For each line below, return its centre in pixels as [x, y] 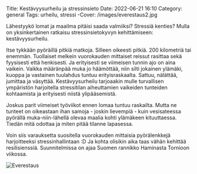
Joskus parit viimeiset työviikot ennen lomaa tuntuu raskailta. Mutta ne [91, 105]
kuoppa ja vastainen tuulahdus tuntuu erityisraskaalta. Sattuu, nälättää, [92, 75]
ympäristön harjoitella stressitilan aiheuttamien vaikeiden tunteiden [87, 87]
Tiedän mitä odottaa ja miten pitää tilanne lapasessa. [70, 124]
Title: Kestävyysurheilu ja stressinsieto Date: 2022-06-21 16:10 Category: [94, 9]
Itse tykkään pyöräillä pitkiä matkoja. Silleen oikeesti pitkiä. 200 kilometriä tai [98, 50]
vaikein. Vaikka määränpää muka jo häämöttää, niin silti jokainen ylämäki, [94, 69]
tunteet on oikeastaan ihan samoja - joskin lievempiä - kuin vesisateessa [94, 111]
